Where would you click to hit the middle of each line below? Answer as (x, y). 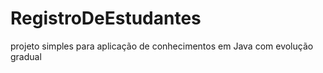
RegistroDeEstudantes (106, 18)
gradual (26, 56)
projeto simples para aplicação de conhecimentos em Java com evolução (162, 46)
